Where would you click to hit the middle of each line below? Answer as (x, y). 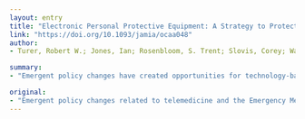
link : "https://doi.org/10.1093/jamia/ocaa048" (101, 34)
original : (28, 92)
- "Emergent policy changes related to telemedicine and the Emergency (148, 100)
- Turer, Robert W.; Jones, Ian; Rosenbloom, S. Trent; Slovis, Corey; (148, 51)
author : (24, 43)
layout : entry (36, 18)
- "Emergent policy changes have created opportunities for (126, 76)
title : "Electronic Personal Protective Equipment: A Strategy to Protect (154, 26)
